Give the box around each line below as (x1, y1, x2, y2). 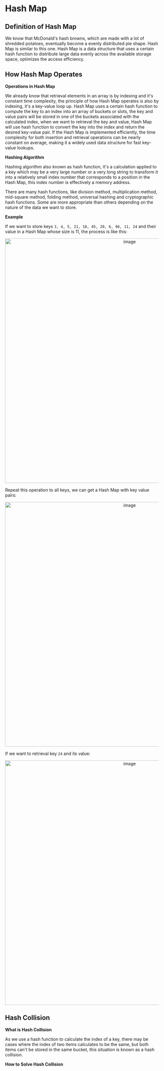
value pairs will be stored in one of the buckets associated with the (5, 114, 140, 119)
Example (5, 214, 23, 220)
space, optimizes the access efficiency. (5, 56, 84, 62)
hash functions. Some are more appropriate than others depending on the (5, 199, 154, 205)
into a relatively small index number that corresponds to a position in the (5, 174, 150, 180)
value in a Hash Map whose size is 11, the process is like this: (5, 228, 128, 234)
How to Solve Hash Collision (5, 1061, 63, 1067)
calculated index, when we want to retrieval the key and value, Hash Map (5, 118, 152, 125)
